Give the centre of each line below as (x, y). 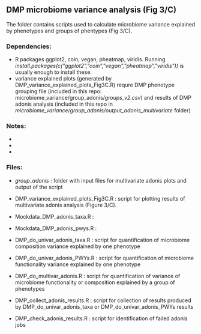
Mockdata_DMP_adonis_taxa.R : (54, 216)
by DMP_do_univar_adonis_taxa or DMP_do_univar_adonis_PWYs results (104, 306)
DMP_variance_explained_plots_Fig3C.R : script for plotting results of (100, 198)
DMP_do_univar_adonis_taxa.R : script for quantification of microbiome (102, 240)
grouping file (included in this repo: (58, 91)
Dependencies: (29, 46)
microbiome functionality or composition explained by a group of (95, 282)
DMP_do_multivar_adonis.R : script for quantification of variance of (97, 276)
